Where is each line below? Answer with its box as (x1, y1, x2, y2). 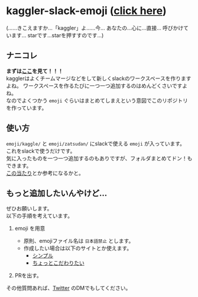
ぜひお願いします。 (6, 205, 53, 212)
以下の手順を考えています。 (6, 212, 73, 219)
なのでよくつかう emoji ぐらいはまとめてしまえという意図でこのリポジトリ (6, 97, 188, 104)
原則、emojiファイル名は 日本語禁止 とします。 (23, 237, 134, 245)
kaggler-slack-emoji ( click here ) (6, 4, 167, 18)
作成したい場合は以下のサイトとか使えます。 (23, 245, 132, 252)
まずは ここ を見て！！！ (6, 67, 63, 74)
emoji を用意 (14, 225, 46, 232)
